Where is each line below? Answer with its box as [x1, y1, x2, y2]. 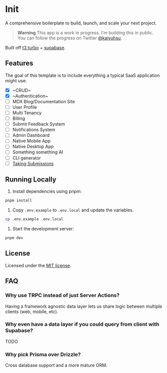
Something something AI [12, 149, 63, 155]
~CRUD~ [12, 87, 31, 93]
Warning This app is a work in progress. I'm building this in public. [17, 29, 154, 35]
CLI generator [12, 155, 41, 161]
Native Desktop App [12, 144, 54, 150]
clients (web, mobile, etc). [5, 308, 58, 315]
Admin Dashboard [12, 132, 50, 138]
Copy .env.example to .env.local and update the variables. [12, 207, 134, 213]
